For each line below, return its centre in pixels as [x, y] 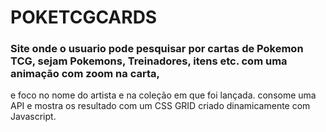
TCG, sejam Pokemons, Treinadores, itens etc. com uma [149, 61]
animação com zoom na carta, [85, 74]
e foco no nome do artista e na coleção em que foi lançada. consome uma [163, 95]
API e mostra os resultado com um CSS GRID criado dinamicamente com [160, 106]
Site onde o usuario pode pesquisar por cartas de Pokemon [157, 49]
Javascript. [33, 117]
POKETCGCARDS [84, 17]
